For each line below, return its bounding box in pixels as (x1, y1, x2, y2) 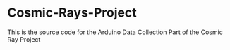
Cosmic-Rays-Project (7, 5, 137, 21)
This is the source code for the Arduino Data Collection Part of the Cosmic (7, 28, 224, 36)
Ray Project (7, 35, 41, 43)
